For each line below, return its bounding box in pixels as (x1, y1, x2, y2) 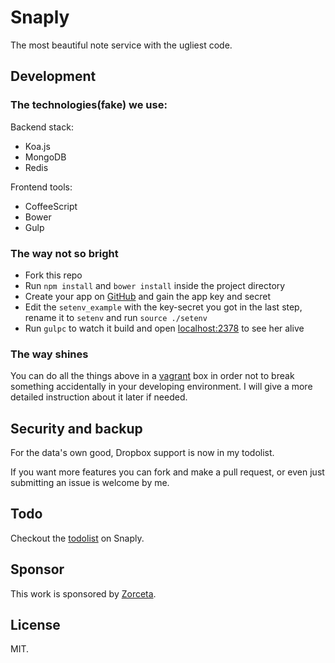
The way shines (10, 347, 89, 361)
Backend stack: (10, 121, 74, 133)
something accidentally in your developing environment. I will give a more (10, 381, 313, 393)
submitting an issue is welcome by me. (10, 477, 170, 489)
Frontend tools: (10, 181, 73, 193)
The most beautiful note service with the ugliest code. (10, 39, 233, 51)
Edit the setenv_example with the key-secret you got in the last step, (24, 301, 303, 313)
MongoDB (24, 151, 67, 163)
